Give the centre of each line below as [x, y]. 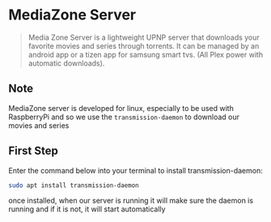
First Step [33, 151]
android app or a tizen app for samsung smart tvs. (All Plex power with [146, 54]
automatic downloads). [66, 63]
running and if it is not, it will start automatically [87, 209]
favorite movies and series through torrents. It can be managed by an [144, 45]
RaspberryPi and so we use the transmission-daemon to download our [124, 117]
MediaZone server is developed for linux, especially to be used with [121, 108]
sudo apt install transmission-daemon [74, 185]
